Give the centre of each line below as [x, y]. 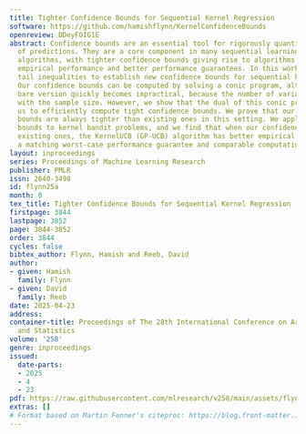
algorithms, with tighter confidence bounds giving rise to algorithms [157, 60]
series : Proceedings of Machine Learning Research [107, 161]
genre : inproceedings [51, 348]
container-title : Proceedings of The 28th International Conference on [148, 323]
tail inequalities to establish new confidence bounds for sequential [154, 77]
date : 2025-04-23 [42, 306]
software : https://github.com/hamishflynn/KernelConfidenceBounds [138, 26]
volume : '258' [36, 339]
